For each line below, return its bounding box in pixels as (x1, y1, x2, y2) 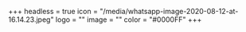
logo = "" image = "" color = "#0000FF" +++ (55, 15, 202, 24)
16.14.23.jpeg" (8, 15, 54, 24)
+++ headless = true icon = (8, 7, 98, 16)
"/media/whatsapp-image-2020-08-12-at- (99, 7, 239, 16)
